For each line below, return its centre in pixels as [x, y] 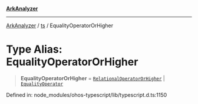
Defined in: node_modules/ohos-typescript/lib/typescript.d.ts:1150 [87, 95]
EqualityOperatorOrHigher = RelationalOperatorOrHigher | [93, 78]
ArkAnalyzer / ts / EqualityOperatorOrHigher [60, 25]
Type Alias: [34, 49]
